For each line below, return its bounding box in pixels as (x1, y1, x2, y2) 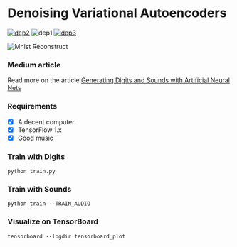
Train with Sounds (7, 184, 72, 194)
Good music (17, 133, 53, 142)
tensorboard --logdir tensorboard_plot (7, 233, 126, 240)
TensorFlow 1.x (17, 126, 62, 134)
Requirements (7, 101, 58, 111)
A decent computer (17, 117, 75, 126)
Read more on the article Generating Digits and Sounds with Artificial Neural (7, 76, 230, 84)
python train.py (7, 168, 56, 175)
